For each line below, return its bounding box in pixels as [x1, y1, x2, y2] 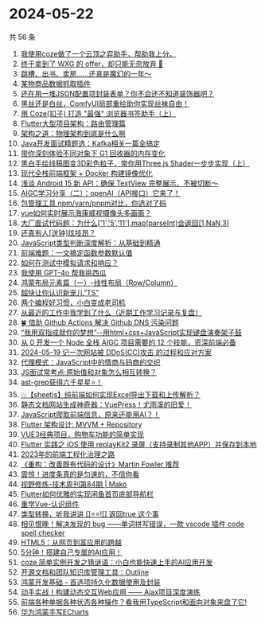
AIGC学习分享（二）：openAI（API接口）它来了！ [20, 188, 181, 197]
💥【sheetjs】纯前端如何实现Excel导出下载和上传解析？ [20, 389, 201, 399]
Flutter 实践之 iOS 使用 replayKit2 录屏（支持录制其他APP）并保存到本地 [20, 439, 257, 449]
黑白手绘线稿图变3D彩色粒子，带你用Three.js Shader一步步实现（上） [20, 158, 250, 168]
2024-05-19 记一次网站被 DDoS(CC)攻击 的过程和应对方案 [20, 347, 212, 357]
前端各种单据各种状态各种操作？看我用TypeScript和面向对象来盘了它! [20, 597, 247, 606]
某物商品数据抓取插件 [20, 79, 91, 88]
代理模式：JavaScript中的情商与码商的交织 [20, 357, 162, 367]
